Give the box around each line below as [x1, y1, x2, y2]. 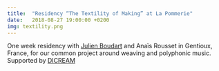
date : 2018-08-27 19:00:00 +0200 [7, 17, 110, 23]
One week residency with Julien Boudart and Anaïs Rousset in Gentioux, [7, 42, 213, 50]
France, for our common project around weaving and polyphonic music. [7, 49, 211, 57]
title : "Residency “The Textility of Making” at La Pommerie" [7, 10, 193, 17]
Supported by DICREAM [7, 57, 76, 65]
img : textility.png [7, 23, 64, 30]
